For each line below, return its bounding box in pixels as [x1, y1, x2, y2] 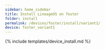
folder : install [5, 16, 38, 21]
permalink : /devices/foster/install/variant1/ [5, 20, 101, 26]
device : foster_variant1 [5, 25, 55, 30]
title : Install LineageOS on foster [5, 12, 79, 16]
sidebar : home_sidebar [5, 7, 51, 12]
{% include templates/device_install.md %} [5, 38, 91, 44]
